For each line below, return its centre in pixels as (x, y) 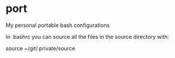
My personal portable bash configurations (58, 25)
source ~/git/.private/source (41, 48)
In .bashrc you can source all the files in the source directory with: (87, 36)
